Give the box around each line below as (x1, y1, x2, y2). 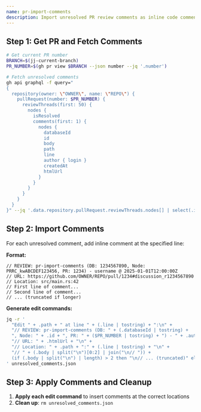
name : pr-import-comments (6, 8, 71, 15)
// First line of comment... (6, 284, 79, 290)
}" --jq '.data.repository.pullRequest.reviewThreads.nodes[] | (6, 207, 170, 213)
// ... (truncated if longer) (6, 294, 82, 300)
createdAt (44, 162, 68, 169)
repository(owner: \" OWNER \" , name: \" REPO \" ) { (11, 91, 135, 97)
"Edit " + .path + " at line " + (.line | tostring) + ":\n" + (11, 322, 172, 328)
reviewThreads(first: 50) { (22, 102, 93, 108)
